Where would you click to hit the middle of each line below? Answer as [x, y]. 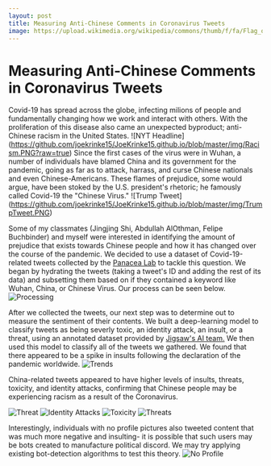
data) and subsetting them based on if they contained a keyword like [122, 280]
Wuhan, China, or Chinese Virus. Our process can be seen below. [117, 289]
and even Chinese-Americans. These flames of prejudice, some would [125, 179]
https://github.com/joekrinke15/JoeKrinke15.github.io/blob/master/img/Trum [137, 204]
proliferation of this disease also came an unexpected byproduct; [117, 127]
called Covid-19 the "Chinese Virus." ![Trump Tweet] [96, 196]
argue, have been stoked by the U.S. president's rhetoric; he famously [125, 187]
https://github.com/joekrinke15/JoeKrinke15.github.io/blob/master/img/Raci [135, 144]
